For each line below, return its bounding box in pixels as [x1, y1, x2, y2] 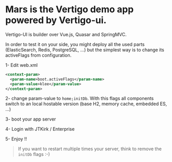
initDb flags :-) [17, 151, 50, 157]
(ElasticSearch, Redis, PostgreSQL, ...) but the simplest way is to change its [5, 47, 164, 53]
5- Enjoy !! [5, 136, 27, 142]
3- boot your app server [5, 116, 56, 122]
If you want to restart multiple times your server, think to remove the [17, 146, 162, 152]
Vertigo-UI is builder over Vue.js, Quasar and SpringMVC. [5, 31, 127, 37]
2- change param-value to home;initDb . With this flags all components [5, 96, 154, 102]
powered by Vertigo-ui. [5, 14, 107, 26]
